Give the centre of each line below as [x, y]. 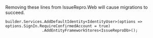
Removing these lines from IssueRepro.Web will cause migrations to [76, 7]
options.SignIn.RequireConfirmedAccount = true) [58, 26]
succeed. [15, 12]
